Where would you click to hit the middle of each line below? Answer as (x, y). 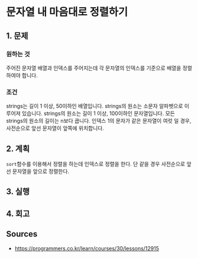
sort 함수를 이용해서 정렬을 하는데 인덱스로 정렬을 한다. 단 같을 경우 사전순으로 (96, 164)
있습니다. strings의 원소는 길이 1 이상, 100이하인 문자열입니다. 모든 (98, 113)
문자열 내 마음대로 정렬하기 (67, 12)
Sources (22, 234)
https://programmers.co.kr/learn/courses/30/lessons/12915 (87, 248)
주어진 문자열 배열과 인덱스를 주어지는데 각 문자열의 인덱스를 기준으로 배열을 (94, 68)
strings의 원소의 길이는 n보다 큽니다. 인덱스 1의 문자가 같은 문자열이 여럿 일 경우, (99, 121)
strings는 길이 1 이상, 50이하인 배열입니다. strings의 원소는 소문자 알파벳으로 (95, 106)
